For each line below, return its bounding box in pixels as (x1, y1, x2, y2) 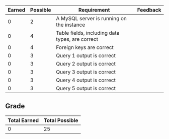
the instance (56, 21, 86, 28)
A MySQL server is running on (56, 15, 127, 22)
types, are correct (56, 36, 99, 42)
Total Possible (43, 117, 78, 124)
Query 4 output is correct (56, 77, 116, 84)
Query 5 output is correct (56, 85, 116, 92)
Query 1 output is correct (56, 52, 116, 59)
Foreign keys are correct (56, 44, 114, 51)
